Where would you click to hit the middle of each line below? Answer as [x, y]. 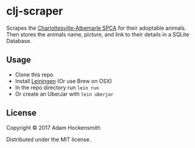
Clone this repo [34, 75]
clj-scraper [35, 11]
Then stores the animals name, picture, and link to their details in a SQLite [98, 34]
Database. [19, 41]
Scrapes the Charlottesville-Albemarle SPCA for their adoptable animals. [96, 28]
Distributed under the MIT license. [49, 139]
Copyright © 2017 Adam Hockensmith [53, 127]
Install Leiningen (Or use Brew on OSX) [63, 81]
